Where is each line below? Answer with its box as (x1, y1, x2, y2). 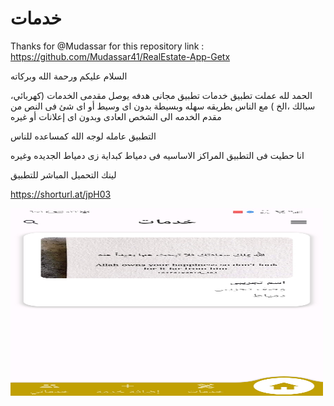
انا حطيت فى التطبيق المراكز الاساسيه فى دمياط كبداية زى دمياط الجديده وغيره (10, 149, 305, 161)
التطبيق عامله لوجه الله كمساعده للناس (10, 130, 157, 142)
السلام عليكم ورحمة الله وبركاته (10, 70, 128, 82)
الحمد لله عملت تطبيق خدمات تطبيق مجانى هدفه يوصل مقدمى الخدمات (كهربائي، (10, 89, 313, 101)
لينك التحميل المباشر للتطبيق (10, 168, 117, 181)
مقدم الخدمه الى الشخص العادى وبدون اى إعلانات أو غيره (10, 110, 222, 122)
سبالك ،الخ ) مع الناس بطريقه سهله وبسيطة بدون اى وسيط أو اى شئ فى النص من (10, 100, 316, 112)
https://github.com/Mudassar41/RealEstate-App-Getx (10, 50, 231, 62)
